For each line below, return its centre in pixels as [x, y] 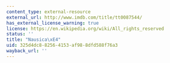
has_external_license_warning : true [53, 23]
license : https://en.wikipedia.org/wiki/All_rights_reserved [85, 28]
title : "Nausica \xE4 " [34, 40]
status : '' [20, 34]
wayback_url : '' [27, 51]
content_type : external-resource [49, 12]
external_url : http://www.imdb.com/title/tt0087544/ [74, 17]
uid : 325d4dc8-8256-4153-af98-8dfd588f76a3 [62, 46]
